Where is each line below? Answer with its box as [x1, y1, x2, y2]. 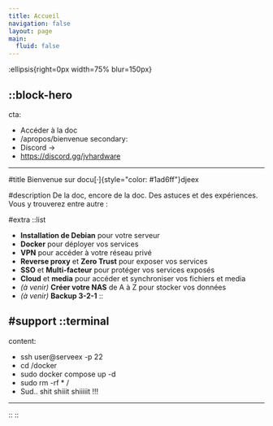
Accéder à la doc [19, 125, 78, 135]
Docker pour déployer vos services [19, 239, 139, 249]
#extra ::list [8, 215, 46, 224]
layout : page [8, 27, 53, 35]
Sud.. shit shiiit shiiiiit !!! [19, 386, 99, 396]
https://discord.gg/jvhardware [19, 151, 121, 161]
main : [8, 34, 27, 43]
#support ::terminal [8, 315, 110, 328]
